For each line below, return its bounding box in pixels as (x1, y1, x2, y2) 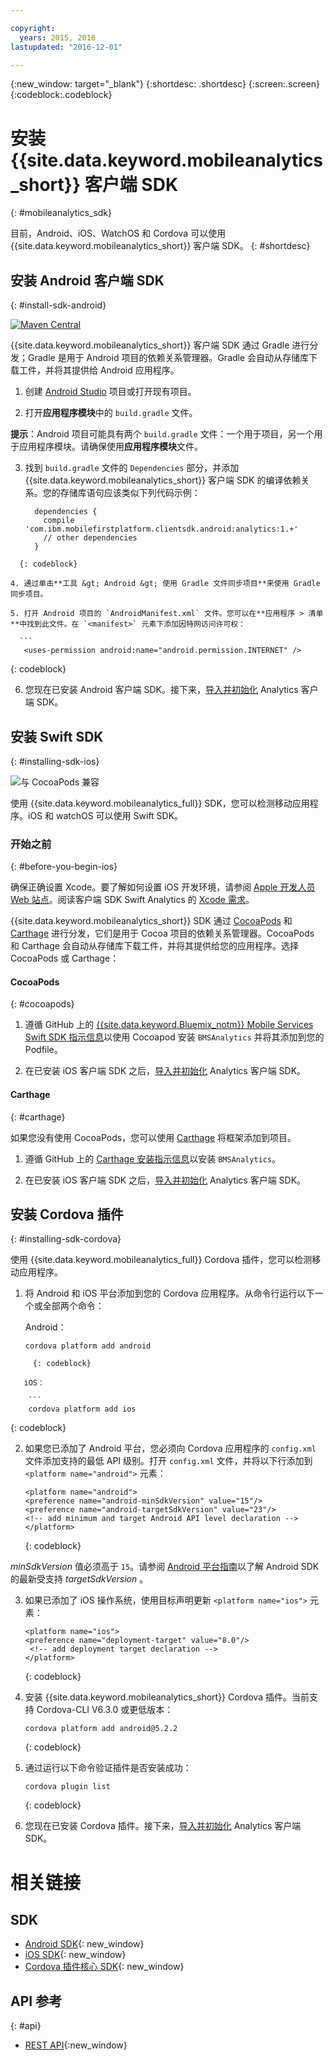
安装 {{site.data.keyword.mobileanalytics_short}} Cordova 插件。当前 (24, 1691, 310, 1703)
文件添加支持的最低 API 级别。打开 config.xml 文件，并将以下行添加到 (24, 1455, 313, 1467)
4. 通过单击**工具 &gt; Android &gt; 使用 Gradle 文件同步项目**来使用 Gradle (10, 579, 321, 589)
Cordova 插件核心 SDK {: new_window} (24, 1961, 185, 1973)
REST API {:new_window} (24, 2039, 128, 2051)
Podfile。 (24, 1044, 63, 1056)
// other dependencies (43, 533, 138, 543)
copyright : (10, 23, 56, 33)
